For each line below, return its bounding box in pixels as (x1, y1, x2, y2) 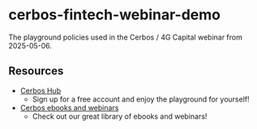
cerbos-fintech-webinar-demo (8, 6, 221, 24)
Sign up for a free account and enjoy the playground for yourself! (32, 94, 250, 104)
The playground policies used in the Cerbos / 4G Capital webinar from (8, 32, 243, 42)
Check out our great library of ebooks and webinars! (32, 111, 208, 121)
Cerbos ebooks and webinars (19, 102, 119, 112)
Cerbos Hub (19, 85, 62, 95)
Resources (8, 64, 64, 78)
